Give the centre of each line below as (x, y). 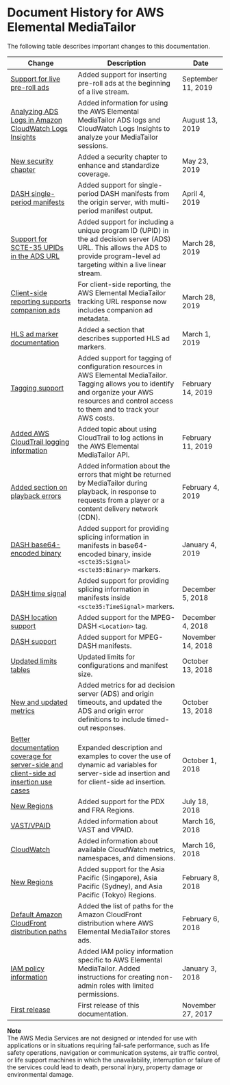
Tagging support (37, 388)
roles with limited (126, 986)
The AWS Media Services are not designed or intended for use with (102, 1038)
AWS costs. (96, 418)
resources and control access (125, 401)
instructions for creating (116, 977)
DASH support (34, 641)
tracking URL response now (122, 301)
